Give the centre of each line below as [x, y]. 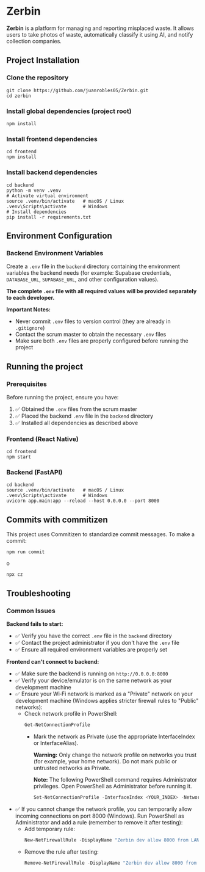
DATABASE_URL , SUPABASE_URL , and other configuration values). [82, 280]
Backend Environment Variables [55, 253]
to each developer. [31, 298]
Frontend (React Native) [42, 439]
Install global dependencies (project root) [69, 111]
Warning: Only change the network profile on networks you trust [115, 755]
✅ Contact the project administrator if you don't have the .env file [97, 642]
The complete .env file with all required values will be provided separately [102, 291]
